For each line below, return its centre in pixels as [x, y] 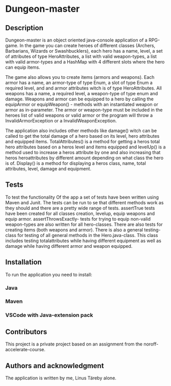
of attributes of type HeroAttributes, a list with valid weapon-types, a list [81, 56]
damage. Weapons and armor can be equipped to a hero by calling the [80, 99]
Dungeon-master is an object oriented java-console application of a [77, 40]
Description [24, 28]
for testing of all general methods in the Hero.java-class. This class [88, 235]
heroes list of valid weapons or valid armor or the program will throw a [79, 115]
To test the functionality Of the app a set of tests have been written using [82, 197]
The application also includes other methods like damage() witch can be [81, 131]
